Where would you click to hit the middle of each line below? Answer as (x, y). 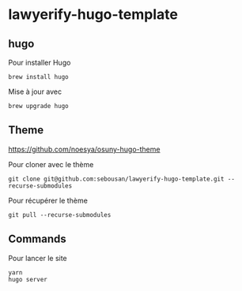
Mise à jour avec (35, 91)
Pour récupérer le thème (48, 200)
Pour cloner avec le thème (51, 164)
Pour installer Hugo (40, 62)
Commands (38, 239)
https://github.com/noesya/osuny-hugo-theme (84, 149)
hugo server (28, 279)
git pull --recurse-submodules (60, 215)
